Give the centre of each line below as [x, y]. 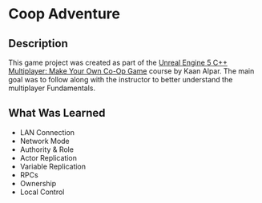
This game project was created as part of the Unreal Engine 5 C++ [118, 62]
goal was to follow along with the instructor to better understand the [121, 80]
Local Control [42, 192]
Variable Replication [53, 166]
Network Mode [44, 141]
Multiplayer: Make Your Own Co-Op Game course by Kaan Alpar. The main [131, 71]
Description [38, 44]
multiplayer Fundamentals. [52, 88]
